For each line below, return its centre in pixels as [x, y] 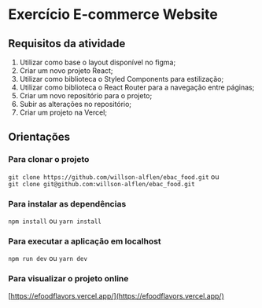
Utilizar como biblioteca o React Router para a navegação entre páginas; [137, 87]
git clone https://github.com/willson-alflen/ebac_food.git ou [114, 176]
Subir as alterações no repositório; [76, 104]
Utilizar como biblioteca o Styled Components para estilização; [122, 79]
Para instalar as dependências [67, 203]
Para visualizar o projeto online [68, 279]
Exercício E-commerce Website [113, 15]
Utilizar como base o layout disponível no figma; [98, 62]
